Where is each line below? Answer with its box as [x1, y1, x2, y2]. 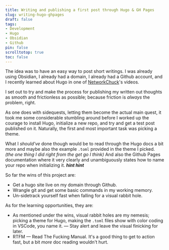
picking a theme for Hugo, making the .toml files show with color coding [12, 218, 163, 224]
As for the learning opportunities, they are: [5, 202, 93, 209]
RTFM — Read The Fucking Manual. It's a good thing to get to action [12, 234, 155, 240]
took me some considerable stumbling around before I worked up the [5, 115, 149, 121]
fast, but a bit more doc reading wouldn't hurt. [12, 239, 108, 245]
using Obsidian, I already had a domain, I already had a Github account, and [5, 74, 163, 80]
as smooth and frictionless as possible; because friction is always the [5, 94, 150, 100]
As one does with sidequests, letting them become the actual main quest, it [5, 109, 161, 115]
